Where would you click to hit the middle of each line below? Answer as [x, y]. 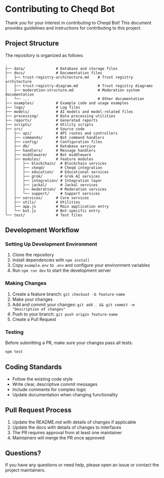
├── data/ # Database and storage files [62, 68]
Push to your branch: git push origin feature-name [65, 314]
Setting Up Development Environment [51, 244]
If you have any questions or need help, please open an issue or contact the [82, 465]
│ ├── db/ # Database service [50, 146]
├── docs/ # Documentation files [54, 73]
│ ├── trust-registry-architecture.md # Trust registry [69, 77]
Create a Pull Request [34, 319]
